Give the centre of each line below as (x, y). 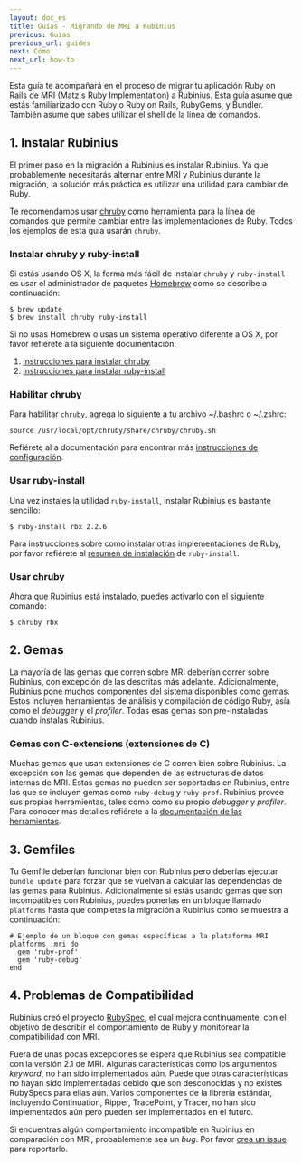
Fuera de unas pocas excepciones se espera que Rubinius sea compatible (148, 1054)
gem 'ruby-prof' (48, 952)
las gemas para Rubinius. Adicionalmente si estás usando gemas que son (146, 890)
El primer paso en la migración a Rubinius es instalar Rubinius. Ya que (139, 165)
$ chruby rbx (34, 622)
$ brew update (36, 310)
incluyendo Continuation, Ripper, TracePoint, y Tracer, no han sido (132, 1102)
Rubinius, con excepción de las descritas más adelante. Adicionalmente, (144, 681)
